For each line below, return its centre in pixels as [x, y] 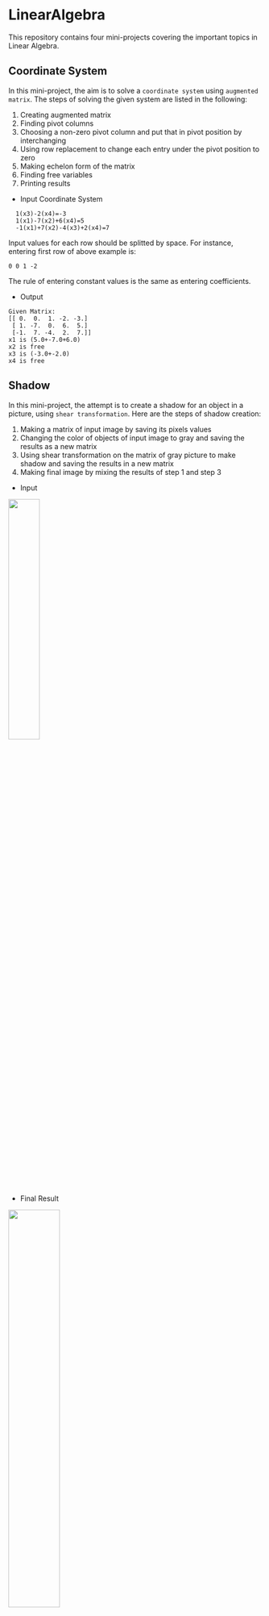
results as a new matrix [58, 446]
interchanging [43, 140]
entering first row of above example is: [72, 251]
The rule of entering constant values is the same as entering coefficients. [130, 281]
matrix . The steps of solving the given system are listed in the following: [128, 99]
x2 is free [27, 347]
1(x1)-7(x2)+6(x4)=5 [50, 221]
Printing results [45, 183]
